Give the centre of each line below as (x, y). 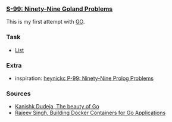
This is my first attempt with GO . (46, 22)
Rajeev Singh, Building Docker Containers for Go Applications (90, 113)
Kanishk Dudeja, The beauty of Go (57, 107)
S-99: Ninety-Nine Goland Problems (60, 9)
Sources (18, 94)
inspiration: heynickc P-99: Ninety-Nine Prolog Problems (84, 78)
